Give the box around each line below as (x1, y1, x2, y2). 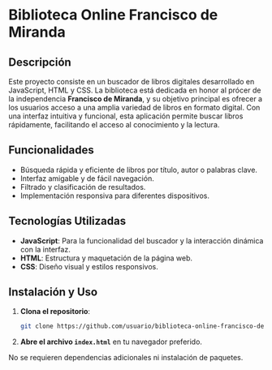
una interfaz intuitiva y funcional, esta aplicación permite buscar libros (8, 111, 244, 121)
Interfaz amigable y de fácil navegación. (19, 173, 154, 183)
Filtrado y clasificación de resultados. (19, 182, 146, 191)
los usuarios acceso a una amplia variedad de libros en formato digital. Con (8, 103, 261, 112)
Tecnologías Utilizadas (8, 214, 127, 228)
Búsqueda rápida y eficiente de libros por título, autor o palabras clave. (19, 165, 258, 174)
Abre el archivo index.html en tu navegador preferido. (19, 337, 203, 346)
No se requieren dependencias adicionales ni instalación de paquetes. (8, 353, 244, 363)
